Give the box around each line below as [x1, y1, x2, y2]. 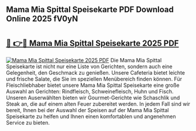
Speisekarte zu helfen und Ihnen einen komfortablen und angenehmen [6, 113, 176, 120]
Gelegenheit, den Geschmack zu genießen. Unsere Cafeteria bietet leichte [6, 69, 185, 76]
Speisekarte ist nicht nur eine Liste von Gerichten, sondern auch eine [6, 63, 173, 70]
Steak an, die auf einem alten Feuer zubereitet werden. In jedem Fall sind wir [6, 100, 191, 108]
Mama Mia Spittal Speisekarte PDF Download [6, 5, 174, 15]
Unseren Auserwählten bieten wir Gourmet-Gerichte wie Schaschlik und [6, 94, 180, 101]
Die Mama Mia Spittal [110, 57, 162, 63]
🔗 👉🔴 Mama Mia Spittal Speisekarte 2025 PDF [6, 38, 179, 48]
